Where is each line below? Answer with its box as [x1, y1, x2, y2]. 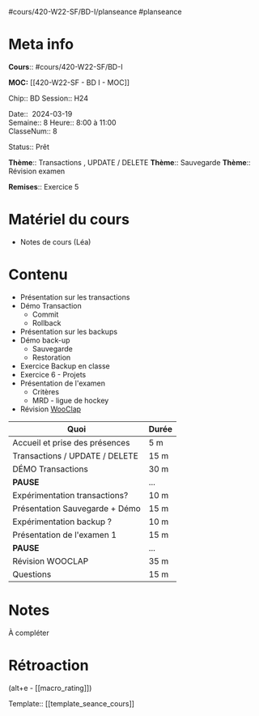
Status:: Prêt [8, 142, 50, 151]
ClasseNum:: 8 [8, 126, 58, 136]
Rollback [32, 318, 62, 327]
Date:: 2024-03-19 [8, 109, 73, 118]
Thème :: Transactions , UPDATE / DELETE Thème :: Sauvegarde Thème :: [8, 157, 251, 167]
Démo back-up [19, 335, 70, 345]
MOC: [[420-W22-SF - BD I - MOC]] [8, 77, 130, 87]
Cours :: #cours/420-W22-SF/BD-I [8, 62, 123, 71]
